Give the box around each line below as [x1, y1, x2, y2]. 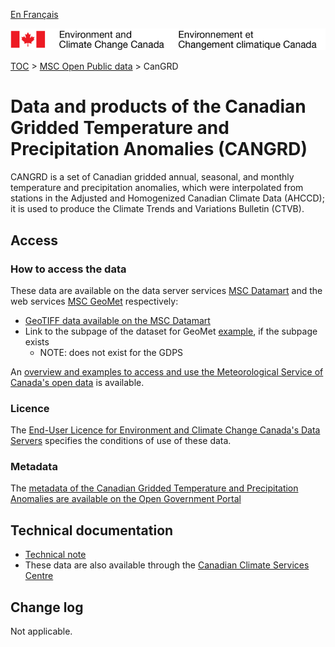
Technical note [24, 549, 87, 561]
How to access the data [10, 262, 127, 276]
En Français [10, 9, 59, 20]
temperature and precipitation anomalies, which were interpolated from [10, 182, 304, 194]
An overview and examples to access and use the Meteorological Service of [10, 365, 324, 378]
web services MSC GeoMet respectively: [10, 295, 179, 307]
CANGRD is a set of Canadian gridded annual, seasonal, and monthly [10, 171, 295, 183]
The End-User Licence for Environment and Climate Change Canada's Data [10, 424, 321, 436]
